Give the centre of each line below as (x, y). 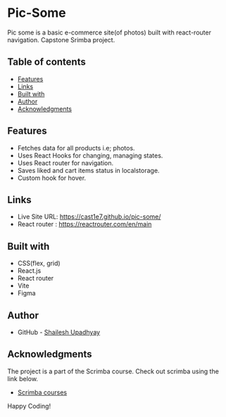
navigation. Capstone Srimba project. (61, 39)
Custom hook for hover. (52, 178)
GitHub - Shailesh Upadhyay (59, 332)
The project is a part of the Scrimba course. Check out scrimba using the (113, 371)
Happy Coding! (29, 406)
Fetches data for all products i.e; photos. (76, 148)
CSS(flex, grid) (39, 263)
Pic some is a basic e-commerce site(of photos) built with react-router (109, 32)
